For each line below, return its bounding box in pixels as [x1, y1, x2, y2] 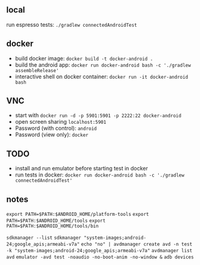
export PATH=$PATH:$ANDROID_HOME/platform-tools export [6, 212, 150, 218]
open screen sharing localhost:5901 [15, 118, 107, 126]
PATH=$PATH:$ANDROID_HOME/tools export [6, 218, 106, 224]
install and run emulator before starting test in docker [15, 165, 148, 172]
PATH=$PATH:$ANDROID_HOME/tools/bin [6, 223, 99, 229]
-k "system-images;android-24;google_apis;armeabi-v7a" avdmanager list [6, 248, 193, 254]
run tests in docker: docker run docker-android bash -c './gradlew [15, 171, 185, 178]
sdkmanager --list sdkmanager [6, 235, 82, 241]
